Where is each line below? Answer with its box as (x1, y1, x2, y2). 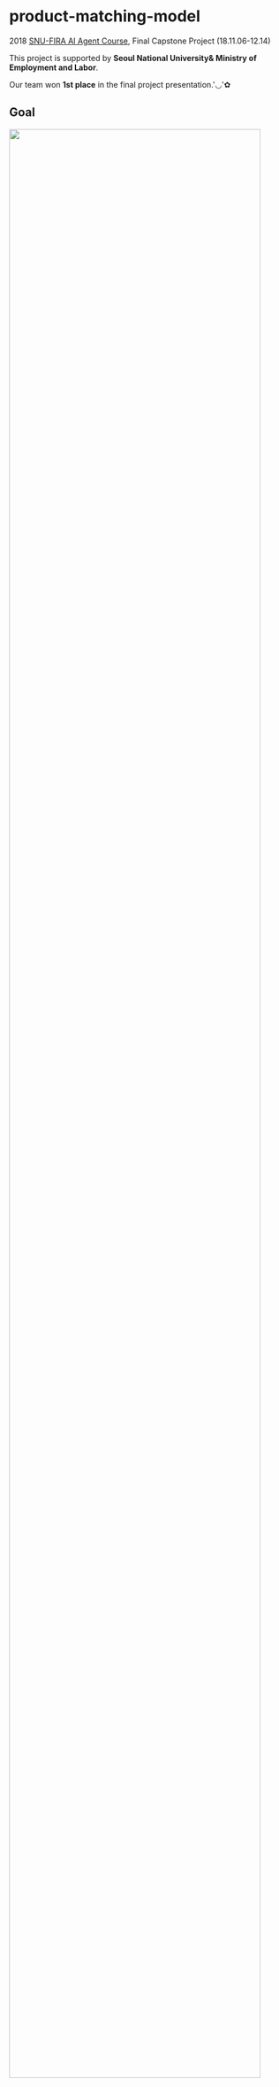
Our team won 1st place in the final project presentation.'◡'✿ (9, 79, 231, 89)
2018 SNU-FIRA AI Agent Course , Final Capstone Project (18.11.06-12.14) (9, 35, 271, 46)
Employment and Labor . (9, 62, 99, 73)
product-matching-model (9, 6, 201, 27)
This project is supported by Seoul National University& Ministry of (9, 52, 258, 63)
